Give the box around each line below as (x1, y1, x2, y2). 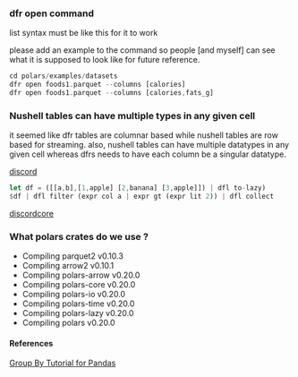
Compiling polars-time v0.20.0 (21, 298, 135, 309)
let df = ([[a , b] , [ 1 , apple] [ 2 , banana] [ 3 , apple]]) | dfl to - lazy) (9, 184, 267, 193)
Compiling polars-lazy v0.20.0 (21, 308, 134, 319)
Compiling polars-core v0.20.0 (21, 279, 136, 290)
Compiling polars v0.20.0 (21, 317, 115, 329)
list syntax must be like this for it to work (9, 28, 158, 39)
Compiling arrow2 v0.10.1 (21, 261, 115, 271)
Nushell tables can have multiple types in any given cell (9, 109, 256, 122)
